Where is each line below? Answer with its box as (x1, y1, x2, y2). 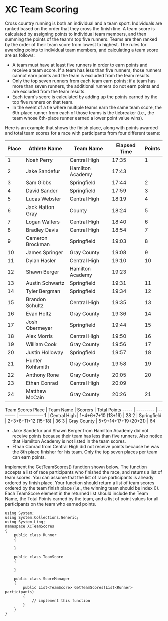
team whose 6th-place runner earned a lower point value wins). (12, 115, 144, 121)
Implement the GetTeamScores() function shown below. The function (5, 464, 147, 470)
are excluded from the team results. (12, 88, 86, 94)
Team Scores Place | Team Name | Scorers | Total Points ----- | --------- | (5, 407, 157, 413)
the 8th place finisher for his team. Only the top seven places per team (12, 449, 158, 455)
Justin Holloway (25, 349, 64, 356)
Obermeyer (25, 324, 53, 331)
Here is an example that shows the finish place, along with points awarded (5, 124, 158, 131)
